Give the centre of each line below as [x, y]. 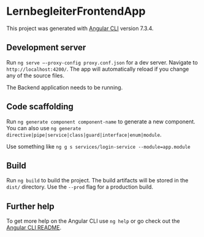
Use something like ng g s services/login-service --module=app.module [99, 146]
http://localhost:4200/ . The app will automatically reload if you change [98, 69]
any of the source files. [35, 76]
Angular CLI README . [34, 228]
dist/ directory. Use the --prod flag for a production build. [80, 187]
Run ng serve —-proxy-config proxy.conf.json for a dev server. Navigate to [102, 62]
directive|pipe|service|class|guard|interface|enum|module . [84, 134]
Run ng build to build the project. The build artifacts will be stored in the [97, 181]
